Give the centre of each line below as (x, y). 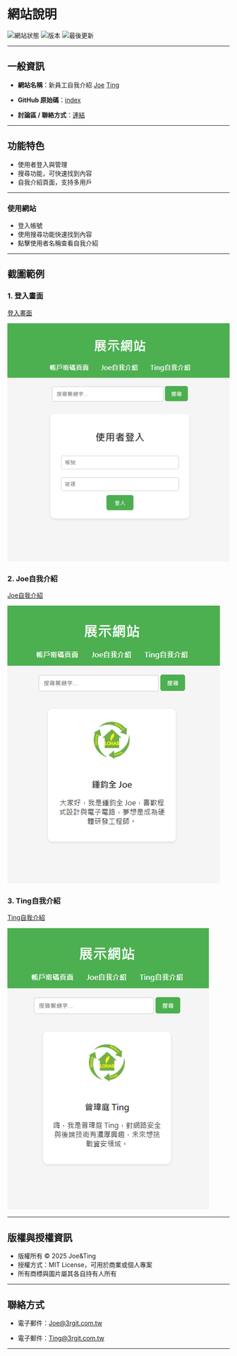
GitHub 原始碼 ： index (49, 100)
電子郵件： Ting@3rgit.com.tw (61, 1338)
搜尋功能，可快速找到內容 (55, 173)
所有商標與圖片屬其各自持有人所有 (67, 1274)
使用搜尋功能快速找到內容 (55, 234)
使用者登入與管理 (42, 164)
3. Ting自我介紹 (34, 901)
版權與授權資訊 (40, 1238)
